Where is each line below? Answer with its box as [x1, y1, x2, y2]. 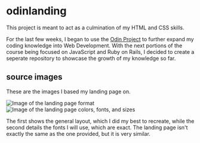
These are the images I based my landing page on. [6, 88, 131, 95]
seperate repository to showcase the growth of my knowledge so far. [6, 54, 176, 62]
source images [6, 72, 63, 82]
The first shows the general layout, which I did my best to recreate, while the [6, 117, 195, 124]
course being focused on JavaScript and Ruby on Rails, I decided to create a [6, 48, 195, 55]
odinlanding [6, 4, 67, 18]
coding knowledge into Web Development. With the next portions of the [6, 42, 183, 49]
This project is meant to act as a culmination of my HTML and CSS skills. [6, 24, 184, 31]
